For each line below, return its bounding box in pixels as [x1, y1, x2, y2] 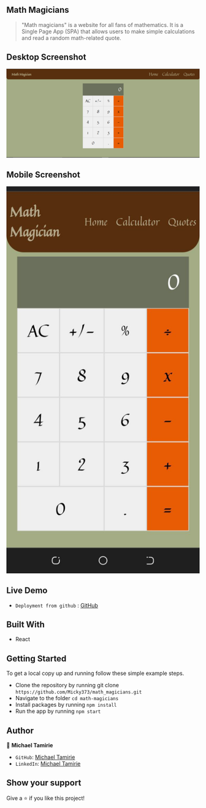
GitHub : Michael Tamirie [15, 753, 75, 761]
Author [6, 725, 34, 736]
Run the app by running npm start [15, 707, 101, 715]
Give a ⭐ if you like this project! [6, 794, 85, 802]
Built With [6, 619, 45, 630]
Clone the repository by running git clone [15, 682, 120, 689]
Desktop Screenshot [6, 52, 86, 63]
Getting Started [6, 653, 67, 664]
